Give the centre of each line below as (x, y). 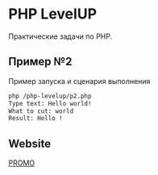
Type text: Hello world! (50, 103)
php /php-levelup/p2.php (50, 96)
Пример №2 (40, 62)
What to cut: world (41, 111)
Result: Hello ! (35, 119)
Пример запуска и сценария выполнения (79, 81)
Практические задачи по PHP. (60, 36)
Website (29, 143)
